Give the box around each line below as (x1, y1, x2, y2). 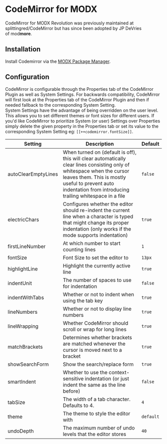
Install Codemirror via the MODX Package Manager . (5, 58, 111, 64)
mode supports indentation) (63, 231, 128, 238)
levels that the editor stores (63, 431, 127, 438)
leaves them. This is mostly (63, 174, 126, 181)
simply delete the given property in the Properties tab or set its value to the (5, 123, 159, 129)
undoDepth (7, 428, 34, 435)
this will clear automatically (63, 155, 126, 162)
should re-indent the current (63, 207, 130, 214)
